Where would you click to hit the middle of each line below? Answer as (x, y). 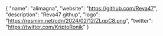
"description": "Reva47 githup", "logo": (53, 15)
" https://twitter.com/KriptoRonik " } (47, 27)
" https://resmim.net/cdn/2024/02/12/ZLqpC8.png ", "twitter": (79, 21)
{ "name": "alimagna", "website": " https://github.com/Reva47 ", (81, 8)
